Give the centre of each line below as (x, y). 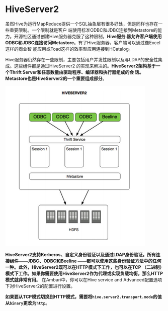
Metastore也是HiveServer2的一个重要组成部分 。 (56, 78)
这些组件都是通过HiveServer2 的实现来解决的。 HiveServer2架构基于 (85, 66)
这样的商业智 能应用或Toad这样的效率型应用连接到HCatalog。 (69, 49)
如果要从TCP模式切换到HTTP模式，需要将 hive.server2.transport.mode (79, 296)
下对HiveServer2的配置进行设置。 (40, 286)
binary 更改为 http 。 (30, 303)
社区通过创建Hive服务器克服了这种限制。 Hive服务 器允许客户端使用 (92, 36)
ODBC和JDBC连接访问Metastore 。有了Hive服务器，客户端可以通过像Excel (83, 42)
